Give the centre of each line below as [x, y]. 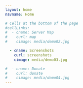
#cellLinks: [17, 28]
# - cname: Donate [25, 69]
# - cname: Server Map [30, 33]
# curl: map [21, 37]
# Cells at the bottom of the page [42, 23]
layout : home [19, 10]
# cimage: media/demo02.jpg [37, 42]
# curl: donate [24, 73]
